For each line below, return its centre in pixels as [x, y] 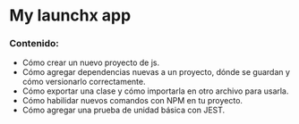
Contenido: [34, 44]
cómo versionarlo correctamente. [84, 82]
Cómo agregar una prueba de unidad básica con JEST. [124, 110]
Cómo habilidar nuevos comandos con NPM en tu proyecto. [132, 101]
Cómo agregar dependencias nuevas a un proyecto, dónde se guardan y [156, 72]
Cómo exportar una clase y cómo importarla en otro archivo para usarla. [155, 91]
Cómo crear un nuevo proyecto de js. [91, 62]
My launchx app [70, 16]
